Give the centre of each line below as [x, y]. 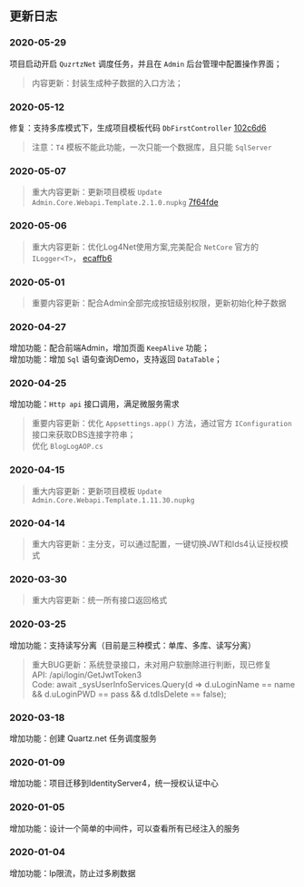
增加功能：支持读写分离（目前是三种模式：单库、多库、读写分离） [132, 645]
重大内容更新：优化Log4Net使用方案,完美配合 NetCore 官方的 [145, 247]
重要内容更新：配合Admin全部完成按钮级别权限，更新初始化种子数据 [159, 303]
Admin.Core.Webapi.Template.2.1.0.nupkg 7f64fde [125, 202]
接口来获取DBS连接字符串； [83, 434]
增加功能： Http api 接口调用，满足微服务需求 [94, 404]
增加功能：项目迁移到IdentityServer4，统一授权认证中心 [114, 784]
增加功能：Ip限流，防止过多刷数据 [73, 872]
